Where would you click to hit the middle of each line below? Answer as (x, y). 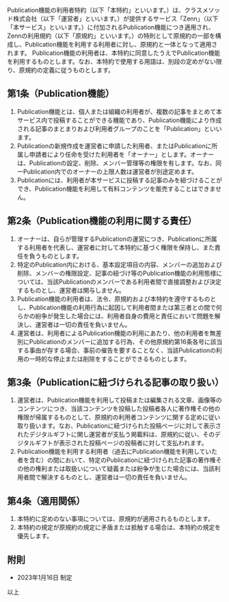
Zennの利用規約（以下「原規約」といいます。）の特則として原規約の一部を (111, 36)
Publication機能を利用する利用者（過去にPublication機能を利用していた (117, 452)
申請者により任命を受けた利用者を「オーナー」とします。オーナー (122, 154)
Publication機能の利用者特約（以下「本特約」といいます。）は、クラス (105, 10)
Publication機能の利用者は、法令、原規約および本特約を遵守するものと (117, 299)
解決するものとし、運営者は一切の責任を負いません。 (116, 477)
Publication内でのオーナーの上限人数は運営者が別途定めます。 (110, 171)
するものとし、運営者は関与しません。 (71, 290)
